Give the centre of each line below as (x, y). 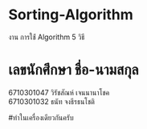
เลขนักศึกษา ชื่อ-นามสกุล (73, 70)
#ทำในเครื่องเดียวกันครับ (41, 117)
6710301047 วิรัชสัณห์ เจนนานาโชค (59, 92)
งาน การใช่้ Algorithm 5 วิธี (47, 37)
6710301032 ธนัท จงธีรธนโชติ (51, 101)
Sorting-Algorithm (71, 15)
